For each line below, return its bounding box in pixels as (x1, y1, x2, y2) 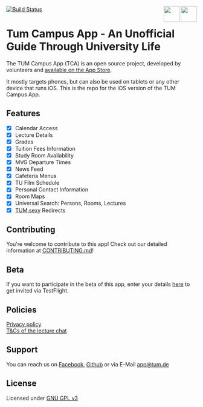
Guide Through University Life (6, 40, 161, 54)
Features (6, 108, 40, 119)
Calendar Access (14, 124, 58, 131)
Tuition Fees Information (14, 145, 76, 152)
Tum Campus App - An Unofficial (6, 27, 175, 41)
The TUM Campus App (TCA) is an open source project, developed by (6, 59, 181, 67)
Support (6, 345, 38, 355)
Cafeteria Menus (14, 173, 57, 180)
